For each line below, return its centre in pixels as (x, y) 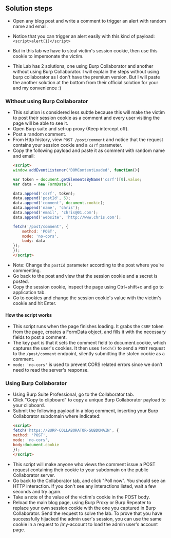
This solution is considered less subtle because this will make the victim (89, 112)
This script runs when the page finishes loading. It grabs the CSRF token (88, 326)
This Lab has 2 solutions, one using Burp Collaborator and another (83, 66)
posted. (21, 281)
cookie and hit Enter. (34, 303)
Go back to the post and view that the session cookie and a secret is (85, 276)
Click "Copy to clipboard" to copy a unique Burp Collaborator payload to (89, 400)
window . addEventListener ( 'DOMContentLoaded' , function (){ (76, 170)
